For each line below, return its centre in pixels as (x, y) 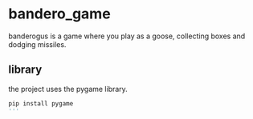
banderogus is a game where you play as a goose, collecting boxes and (127, 36)
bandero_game (59, 14)
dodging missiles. (37, 44)
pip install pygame (41, 103)
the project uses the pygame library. (68, 89)
